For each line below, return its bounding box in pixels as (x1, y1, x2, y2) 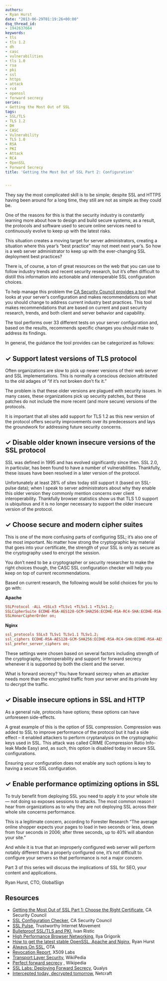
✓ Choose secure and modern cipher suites (5, 520, 143, 529)
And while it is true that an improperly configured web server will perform (5, 844, 156, 850)
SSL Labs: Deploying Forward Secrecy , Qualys (12, 965, 108, 971)
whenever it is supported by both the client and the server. (5, 661, 125, 667)
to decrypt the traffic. (5, 681, 49, 687)
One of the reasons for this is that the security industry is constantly (5, 212, 145, 218)
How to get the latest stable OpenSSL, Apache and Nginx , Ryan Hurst (12, 939, 155, 945)
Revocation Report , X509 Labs (12, 949, 76, 955)
